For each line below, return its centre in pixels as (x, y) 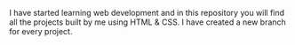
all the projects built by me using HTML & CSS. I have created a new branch (147, 22)
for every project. (41, 31)
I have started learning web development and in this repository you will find (147, 13)
